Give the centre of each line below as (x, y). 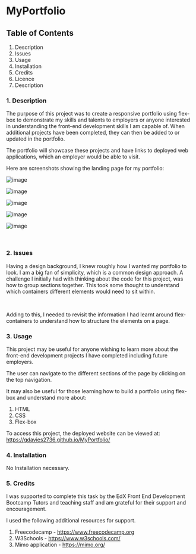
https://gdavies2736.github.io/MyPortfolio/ (58, 440)
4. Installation (26, 455)
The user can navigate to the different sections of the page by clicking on (96, 373)
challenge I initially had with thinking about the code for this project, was (95, 279)
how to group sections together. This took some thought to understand (93, 285)
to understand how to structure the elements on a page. (102, 320)
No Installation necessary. (38, 468)
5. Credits (20, 484)
